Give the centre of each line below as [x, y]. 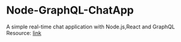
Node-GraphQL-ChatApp [70, 10]
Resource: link [24, 33]
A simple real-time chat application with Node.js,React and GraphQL [91, 27]
